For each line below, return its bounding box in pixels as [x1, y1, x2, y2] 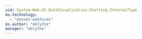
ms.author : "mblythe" [5, 21, 51, 27]
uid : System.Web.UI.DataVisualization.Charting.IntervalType [5, 7, 137, 13]
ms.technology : [5, 12, 38, 17]
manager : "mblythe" [5, 26, 47, 31]
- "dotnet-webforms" [10, 17, 53, 22]
